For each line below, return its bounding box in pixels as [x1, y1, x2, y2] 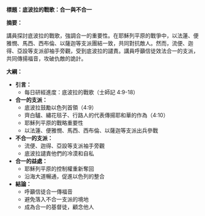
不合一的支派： [15, 135, 53, 141]
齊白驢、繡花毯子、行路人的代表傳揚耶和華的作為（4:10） [24, 111, 169, 119]
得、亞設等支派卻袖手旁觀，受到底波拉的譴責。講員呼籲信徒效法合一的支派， [6, 47, 199, 54]
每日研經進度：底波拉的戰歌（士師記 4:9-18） [24, 89, 139, 95]
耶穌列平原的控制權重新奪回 [24, 165, 95, 172]
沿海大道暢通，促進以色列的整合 [24, 173, 105, 180]
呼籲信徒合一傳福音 [24, 188, 73, 195]
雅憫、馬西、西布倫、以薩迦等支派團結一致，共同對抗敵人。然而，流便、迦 [6, 40, 193, 47]
